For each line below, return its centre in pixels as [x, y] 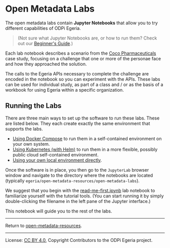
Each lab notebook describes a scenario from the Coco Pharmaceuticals [81, 53]
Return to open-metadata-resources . [44, 225]
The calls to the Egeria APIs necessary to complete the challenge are [77, 73]
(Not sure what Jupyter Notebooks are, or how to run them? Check [87, 38]
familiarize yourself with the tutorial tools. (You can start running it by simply [84, 196]
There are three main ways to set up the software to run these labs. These [82, 118]
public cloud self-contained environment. [55, 154]
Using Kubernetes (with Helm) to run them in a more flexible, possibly [85, 149]
